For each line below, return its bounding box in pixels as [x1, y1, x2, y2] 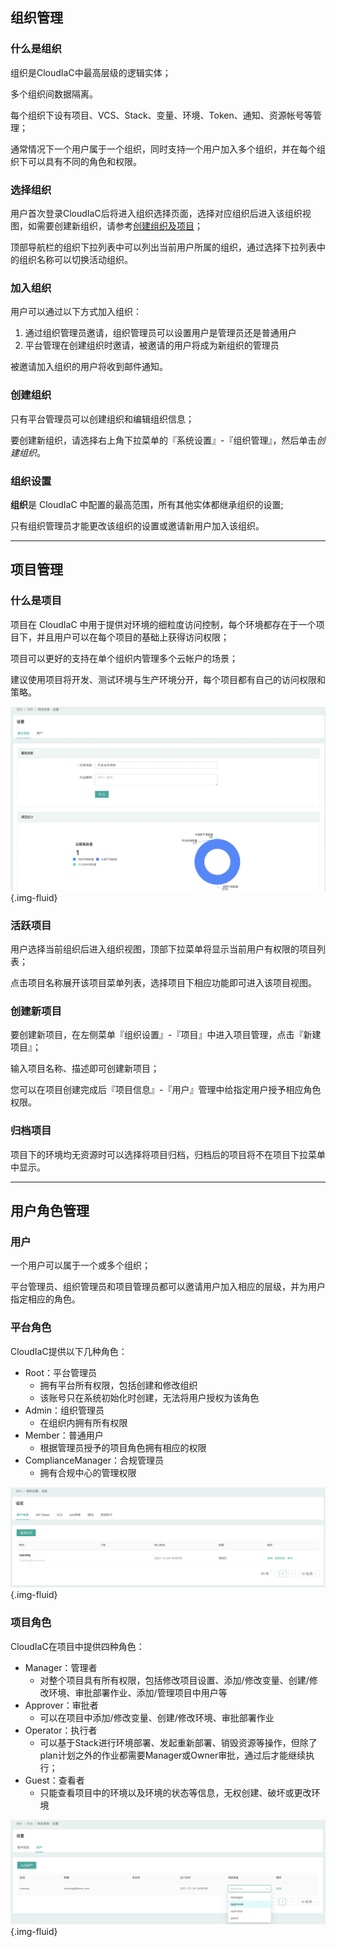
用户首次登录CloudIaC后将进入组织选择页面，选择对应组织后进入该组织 [10, 207, 303, 219]
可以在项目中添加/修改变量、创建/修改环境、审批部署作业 [39, 1711, 275, 1723]
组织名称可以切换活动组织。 [18, 253, 133, 265]
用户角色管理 [10, 1202, 90, 1219]
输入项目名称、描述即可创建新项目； [10, 1063, 160, 1075]
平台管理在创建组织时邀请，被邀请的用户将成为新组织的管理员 [24, 339, 280, 352]
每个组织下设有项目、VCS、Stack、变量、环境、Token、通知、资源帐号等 [10, 109, 313, 121]
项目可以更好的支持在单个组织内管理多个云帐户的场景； [10, 652, 238, 664]
